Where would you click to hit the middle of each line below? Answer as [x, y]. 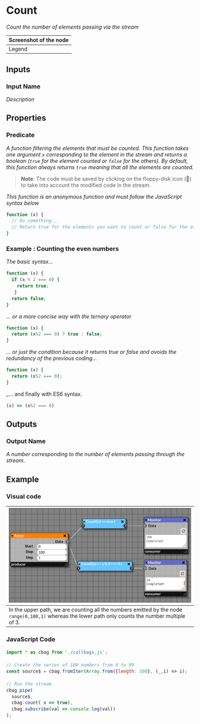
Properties [26, 118]
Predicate [21, 135]
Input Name [23, 86]
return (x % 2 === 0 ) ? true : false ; [57, 334]
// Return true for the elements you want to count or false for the [99, 227]
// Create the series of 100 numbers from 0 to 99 [70, 665]
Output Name [26, 441]
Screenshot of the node [39, 40]
